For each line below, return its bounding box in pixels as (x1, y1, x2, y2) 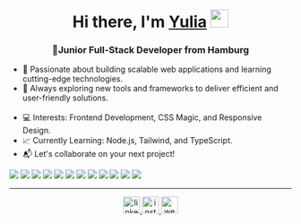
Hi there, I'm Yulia (72, 12, 208, 32)
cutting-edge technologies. (21, 73, 124, 84)
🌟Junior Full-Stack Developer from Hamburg (52, 44, 249, 56)
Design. (21, 125, 51, 136)
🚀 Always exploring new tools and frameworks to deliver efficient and (21, 83, 279, 94)
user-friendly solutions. (21, 92, 109, 103)
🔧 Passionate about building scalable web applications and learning (21, 64, 271, 75)
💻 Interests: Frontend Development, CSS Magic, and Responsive (21, 112, 262, 123)
